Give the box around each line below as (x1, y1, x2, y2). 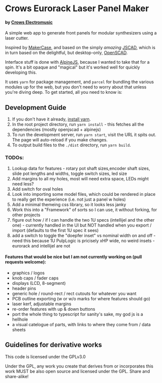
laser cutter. (5, 35, 29, 41)
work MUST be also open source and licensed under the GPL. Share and (5, 368, 150, 374)
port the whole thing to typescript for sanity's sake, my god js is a (12, 311, 143, 317)
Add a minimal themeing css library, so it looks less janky (12, 201, 126, 207)
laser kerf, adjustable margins (12, 301, 72, 307)
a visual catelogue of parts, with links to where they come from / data (12, 321, 151, 327)
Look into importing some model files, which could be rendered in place (12, 191, 156, 197)
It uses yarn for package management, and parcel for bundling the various (5, 79, 154, 85)
